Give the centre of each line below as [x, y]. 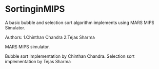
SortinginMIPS [35, 9]
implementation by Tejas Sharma [38, 61]
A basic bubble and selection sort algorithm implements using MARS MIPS [80, 23]
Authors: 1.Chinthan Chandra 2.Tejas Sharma [50, 37]
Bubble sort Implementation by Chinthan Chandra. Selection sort [70, 56]
